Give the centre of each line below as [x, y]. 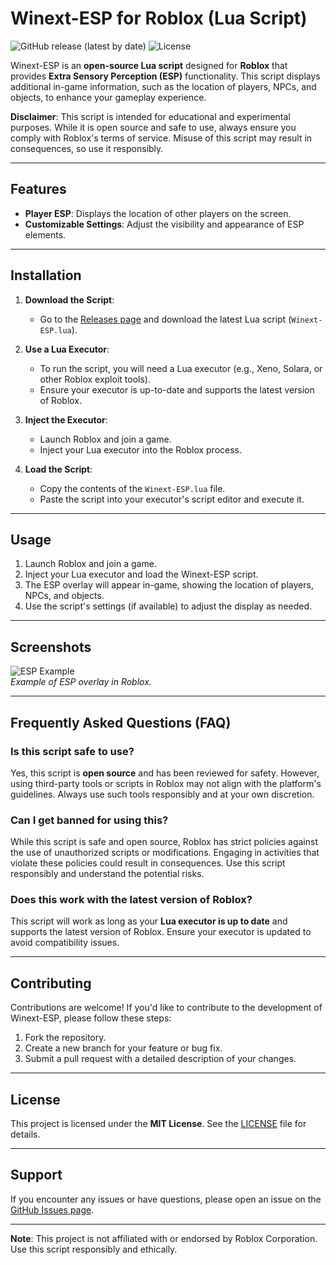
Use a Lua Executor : [67, 349]
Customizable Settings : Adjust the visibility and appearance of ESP [164, 224]
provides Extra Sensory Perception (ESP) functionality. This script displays [165, 76]
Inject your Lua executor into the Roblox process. [141, 449]
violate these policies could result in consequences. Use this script [148, 863]
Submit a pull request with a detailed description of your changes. [160, 1059]
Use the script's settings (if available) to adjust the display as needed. [168, 606]
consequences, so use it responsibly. [87, 148]
